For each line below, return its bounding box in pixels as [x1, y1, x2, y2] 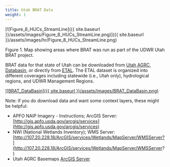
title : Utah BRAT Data [5, 7, 53, 13]
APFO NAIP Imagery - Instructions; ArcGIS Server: [12, 112, 117, 119]
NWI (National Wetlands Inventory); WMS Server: [12, 129, 115, 135]
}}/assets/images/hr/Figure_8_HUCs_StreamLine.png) [5, 36, 117, 43]
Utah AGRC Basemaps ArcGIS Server [12, 155, 90, 162]
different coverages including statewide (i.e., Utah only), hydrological [5, 72, 149, 78]
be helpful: [5, 103, 28, 109]
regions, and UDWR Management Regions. [5, 78, 95, 84]
